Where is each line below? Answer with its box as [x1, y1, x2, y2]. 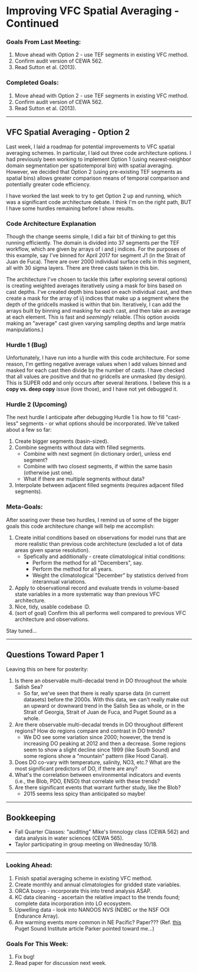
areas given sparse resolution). [14, 546, 90, 553]
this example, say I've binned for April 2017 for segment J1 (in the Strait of [6, 251, 186, 258]
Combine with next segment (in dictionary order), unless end [23, 451, 171, 458]
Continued [6, 17, 59, 30]
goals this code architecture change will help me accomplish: [6, 522, 155, 530]
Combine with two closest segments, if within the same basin [23, 463, 173, 470]
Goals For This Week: [6, 939, 69, 948]
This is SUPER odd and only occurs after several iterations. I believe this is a [6, 380, 190, 387]
